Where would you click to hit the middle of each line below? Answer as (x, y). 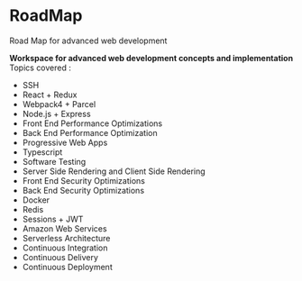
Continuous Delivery (60, 257)
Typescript (42, 152)
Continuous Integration (65, 248)
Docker (36, 200)
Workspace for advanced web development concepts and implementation (151, 58)
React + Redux (50, 95)
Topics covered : (41, 68)
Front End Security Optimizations (84, 180)
